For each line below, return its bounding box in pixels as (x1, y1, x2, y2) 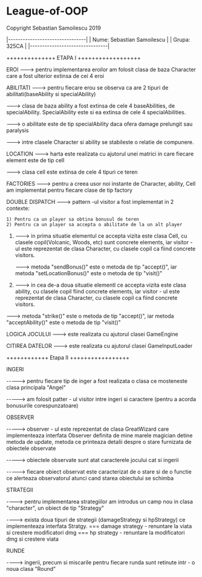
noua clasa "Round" (6, 565, 56, 572)
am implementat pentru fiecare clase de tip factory (6, 186, 133, 194)
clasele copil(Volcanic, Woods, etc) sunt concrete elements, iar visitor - (15, 238, 193, 246)
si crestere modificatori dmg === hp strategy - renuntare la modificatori (6, 529, 185, 536)
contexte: (6, 204, 30, 212)
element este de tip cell (6, 156, 65, 164)
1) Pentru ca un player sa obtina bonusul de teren (6, 216, 139, 222)
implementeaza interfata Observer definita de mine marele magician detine (6, 431, 193, 439)
